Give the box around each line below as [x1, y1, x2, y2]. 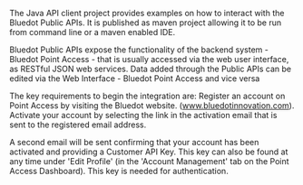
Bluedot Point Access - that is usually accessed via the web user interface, [9, 54, 289, 64]
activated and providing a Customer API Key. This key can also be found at [9, 146, 288, 157]
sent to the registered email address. [9, 119, 147, 130]
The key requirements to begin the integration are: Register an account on [9, 90, 286, 101]
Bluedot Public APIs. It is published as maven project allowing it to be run [9, 17, 282, 28]
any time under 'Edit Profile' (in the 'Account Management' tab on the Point [9, 156, 289, 166]
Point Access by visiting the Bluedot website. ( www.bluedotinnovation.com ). [9, 100, 295, 111]
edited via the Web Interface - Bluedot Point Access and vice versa [9, 73, 260, 84]
